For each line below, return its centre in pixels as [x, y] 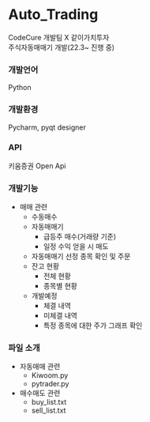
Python [20, 88]
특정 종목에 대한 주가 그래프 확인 [93, 326]
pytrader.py [50, 384]
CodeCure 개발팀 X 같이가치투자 [59, 37]
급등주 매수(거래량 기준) [80, 237]
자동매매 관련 [40, 367]
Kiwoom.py [50, 375]
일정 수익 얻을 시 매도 [76, 247]
